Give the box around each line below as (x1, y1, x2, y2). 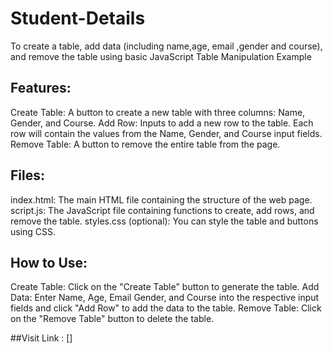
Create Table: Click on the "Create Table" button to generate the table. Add (10, 281, 320, 293)
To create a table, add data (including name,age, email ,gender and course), (10, 40, 323, 52)
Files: (10, 167, 45, 184)
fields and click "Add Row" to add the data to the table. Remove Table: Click (10, 302, 322, 314)
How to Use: (10, 254, 88, 271)
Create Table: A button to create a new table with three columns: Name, (10, 106, 306, 118)
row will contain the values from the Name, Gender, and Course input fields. (10, 127, 323, 139)
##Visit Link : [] (10, 332, 73, 344)
